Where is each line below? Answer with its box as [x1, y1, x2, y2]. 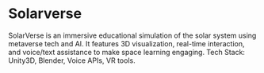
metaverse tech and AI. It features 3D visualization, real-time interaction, [8, 38, 245, 48]
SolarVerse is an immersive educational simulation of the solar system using [8, 31, 257, 40]
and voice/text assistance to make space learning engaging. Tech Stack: [8, 47, 246, 57]
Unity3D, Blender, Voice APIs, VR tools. [8, 56, 136, 65]
